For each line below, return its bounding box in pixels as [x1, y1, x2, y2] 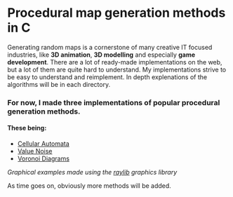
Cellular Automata [17, 140, 70, 148]
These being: [7, 124, 47, 133]
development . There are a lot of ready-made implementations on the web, [7, 57, 222, 66]
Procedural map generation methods [7, 5, 226, 21]
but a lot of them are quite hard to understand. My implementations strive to [7, 65, 227, 74]
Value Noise [17, 147, 53, 156]
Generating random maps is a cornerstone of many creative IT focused [7, 43, 213, 51]
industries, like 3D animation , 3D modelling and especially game [7, 50, 196, 59]
